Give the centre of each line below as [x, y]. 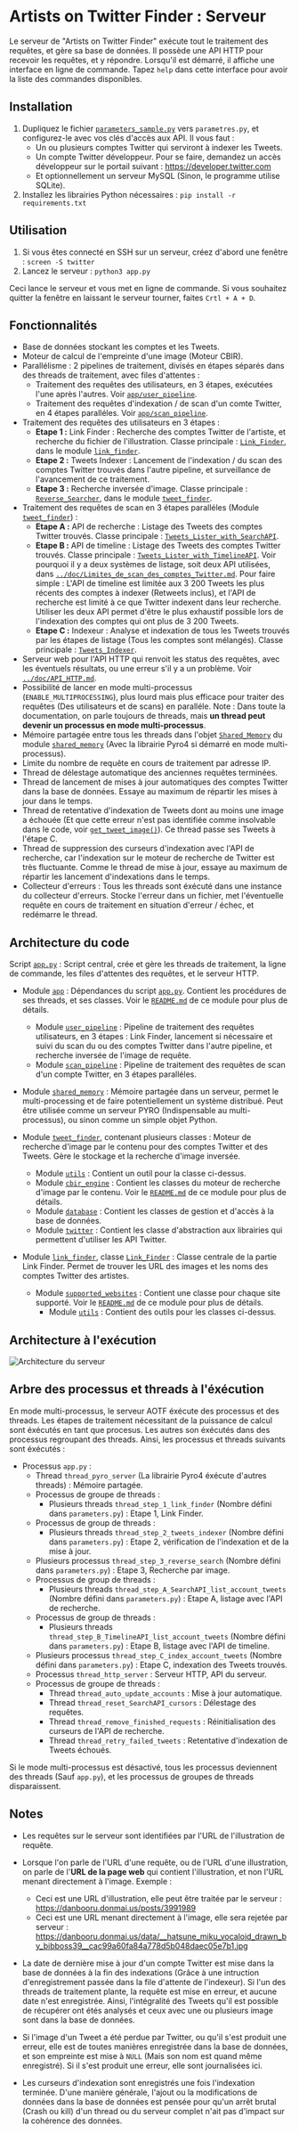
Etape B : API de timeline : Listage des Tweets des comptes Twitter [158, 546]
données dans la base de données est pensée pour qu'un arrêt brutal [149, 2101]
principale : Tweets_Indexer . [86, 650]
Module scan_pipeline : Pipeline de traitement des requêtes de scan [161, 1065]
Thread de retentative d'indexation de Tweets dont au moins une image [153, 810]
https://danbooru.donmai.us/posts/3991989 [116, 1908]
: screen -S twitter [58, 261]
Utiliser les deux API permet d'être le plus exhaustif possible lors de [159, 612]
